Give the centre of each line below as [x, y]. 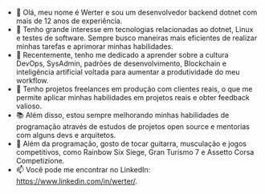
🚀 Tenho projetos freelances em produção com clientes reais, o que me [134, 89]
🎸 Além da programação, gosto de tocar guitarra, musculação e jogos [131, 143]
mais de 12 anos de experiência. [69, 21]
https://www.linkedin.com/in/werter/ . [77, 181]
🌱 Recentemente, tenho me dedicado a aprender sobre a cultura [122, 55]
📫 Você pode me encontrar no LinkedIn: [83, 170]
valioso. [29, 106]
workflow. [32, 81]
